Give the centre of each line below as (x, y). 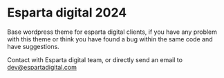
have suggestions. (34, 46)
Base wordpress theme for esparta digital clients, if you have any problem (112, 32)
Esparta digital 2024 (67, 13)
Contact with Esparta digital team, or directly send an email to (95, 59)
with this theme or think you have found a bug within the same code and (110, 39)
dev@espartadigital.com (42, 67)
